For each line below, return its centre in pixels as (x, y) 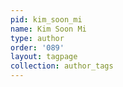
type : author (37, 38)
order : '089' (37, 47)
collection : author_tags (62, 66)
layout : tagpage (44, 57)
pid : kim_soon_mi (46, 19)
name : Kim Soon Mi (48, 29)
